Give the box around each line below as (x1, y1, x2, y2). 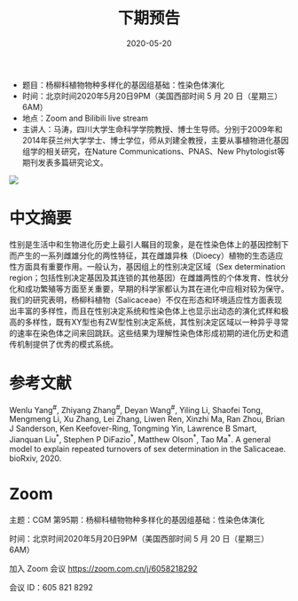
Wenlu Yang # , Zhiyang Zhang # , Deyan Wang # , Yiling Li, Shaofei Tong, (9, 402, 263, 415)
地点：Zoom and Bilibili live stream (21, 113, 149, 123)
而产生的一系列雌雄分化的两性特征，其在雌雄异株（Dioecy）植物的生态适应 (9, 250, 284, 261)
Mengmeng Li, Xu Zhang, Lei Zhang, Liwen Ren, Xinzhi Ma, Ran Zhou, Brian (9, 414, 286, 425)
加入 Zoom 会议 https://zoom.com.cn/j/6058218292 (9, 564, 198, 574)
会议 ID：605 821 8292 (9, 582, 93, 593)
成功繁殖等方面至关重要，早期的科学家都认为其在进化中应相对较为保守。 (24, 283, 289, 293)
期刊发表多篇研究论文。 (21, 157, 108, 168)
